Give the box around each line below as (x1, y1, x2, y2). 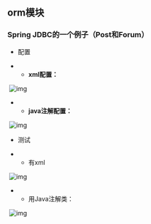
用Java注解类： (28, 194, 74, 203)
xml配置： (28, 70, 59, 78)
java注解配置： (28, 106, 72, 115)
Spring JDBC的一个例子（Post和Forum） (7, 30, 149, 40)
